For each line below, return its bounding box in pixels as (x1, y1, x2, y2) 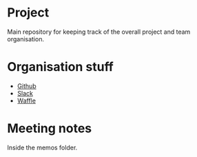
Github (17, 81, 37, 90)
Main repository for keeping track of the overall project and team (7, 28, 191, 36)
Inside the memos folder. (7, 143, 78, 151)
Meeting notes (7, 121, 92, 136)
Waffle (17, 96, 37, 105)
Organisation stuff (7, 59, 114, 75)
